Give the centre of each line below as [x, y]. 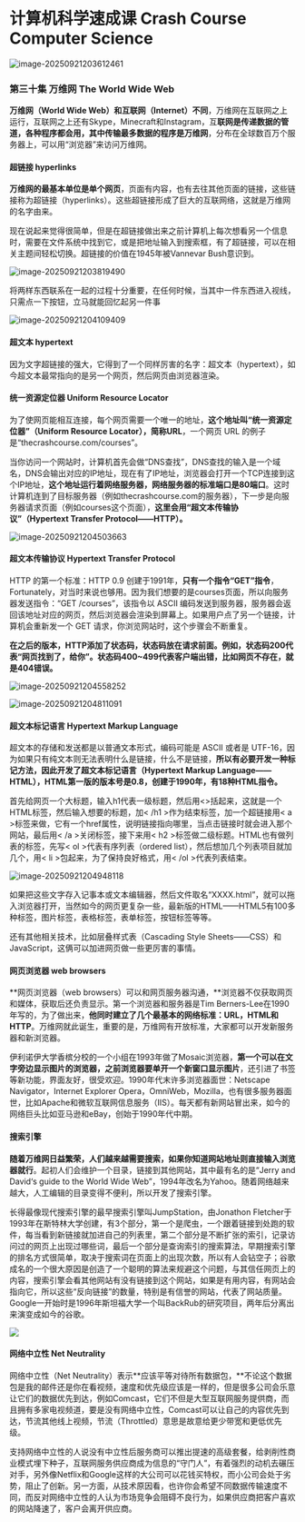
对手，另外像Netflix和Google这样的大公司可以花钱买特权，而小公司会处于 [146, 1474]
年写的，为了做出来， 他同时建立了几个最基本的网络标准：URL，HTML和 [144, 1015]
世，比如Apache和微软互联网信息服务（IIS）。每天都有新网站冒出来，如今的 [150, 1103]
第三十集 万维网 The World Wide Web [92, 89]
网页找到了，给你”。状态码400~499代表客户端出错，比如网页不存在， [153, 657]
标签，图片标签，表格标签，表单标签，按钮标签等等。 [116, 918]
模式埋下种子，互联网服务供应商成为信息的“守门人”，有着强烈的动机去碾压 [156, 1463]
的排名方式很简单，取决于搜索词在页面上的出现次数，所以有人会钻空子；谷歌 [152, 1257]
